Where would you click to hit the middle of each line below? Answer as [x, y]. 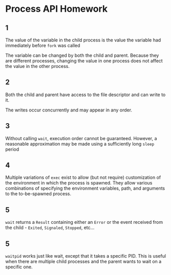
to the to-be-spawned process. [38, 194]
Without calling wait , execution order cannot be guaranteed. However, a [81, 138]
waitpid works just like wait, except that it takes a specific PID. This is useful [86, 256]
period [12, 149]
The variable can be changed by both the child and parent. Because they [82, 55]
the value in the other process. [38, 66]
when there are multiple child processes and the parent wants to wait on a [83, 262]
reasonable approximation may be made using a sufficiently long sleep [80, 144]
